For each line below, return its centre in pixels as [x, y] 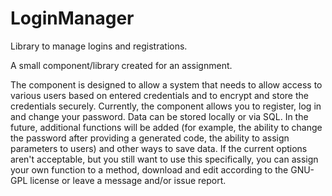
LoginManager [72, 18]
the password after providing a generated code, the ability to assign [150, 138]
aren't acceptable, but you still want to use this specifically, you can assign [164, 159]
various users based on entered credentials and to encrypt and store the [159, 95]
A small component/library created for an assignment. [121, 65]
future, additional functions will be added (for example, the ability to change [166, 127]
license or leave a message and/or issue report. [128, 180]
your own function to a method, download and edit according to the [149, 169]
